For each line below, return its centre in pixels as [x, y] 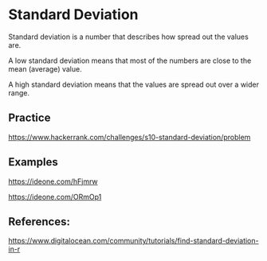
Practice [29, 118]
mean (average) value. [45, 68]
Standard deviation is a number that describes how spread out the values [128, 37]
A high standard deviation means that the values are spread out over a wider [134, 84]
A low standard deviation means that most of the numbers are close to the [130, 60]
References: [39, 222]
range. [19, 92]
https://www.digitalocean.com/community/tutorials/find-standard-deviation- [133, 241]
